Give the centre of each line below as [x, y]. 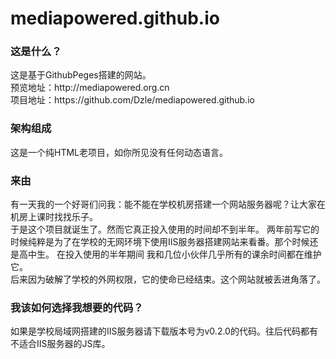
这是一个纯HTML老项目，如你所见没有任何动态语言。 [119, 152]
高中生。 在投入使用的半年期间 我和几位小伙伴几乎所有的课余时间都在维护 [170, 254]
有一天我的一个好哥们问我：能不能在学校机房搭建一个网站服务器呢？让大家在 [168, 204]
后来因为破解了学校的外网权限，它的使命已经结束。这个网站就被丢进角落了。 [168, 279]
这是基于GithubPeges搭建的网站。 [81, 75]
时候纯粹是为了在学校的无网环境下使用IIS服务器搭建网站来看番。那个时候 [160, 242]
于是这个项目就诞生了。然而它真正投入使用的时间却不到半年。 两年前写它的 [165, 229]
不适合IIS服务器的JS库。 [60, 344]
